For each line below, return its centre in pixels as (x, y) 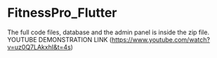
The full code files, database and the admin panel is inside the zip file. (108, 32)
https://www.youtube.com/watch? (161, 39)
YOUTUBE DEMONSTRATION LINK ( (60, 39)
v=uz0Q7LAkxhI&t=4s (39, 47)
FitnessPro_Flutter (62, 13)
